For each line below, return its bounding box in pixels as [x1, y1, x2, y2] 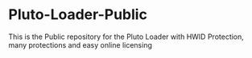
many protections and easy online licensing [8, 40, 153, 49]
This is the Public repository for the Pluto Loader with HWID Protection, [8, 32, 244, 41]
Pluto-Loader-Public [8, 6, 147, 24]
